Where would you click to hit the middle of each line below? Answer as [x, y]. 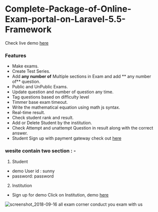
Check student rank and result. [43, 118]
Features [16, 55]
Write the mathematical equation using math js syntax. [66, 107]
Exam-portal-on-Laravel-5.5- [65, 19]
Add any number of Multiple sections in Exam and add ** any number [81, 77]
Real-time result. [29, 113]
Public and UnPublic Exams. [40, 87]
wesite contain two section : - [41, 151]
